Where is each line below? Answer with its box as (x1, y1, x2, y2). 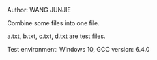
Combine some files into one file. (7, 19, 100, 27)
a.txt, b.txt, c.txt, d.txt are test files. (7, 32, 106, 40)
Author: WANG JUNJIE (7, 6, 72, 14)
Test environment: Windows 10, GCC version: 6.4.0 (7, 46, 150, 53)
